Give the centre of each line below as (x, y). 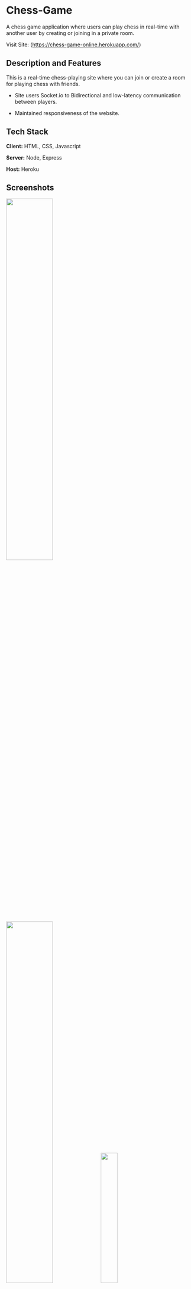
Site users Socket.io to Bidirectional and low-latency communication (98, 95)
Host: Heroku (23, 169)
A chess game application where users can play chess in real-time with (93, 27)
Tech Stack (27, 132)
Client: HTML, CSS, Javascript (43, 146)
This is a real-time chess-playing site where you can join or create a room (96, 77)
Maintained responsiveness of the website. (67, 113)
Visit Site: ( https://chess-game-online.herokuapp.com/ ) (74, 44)
